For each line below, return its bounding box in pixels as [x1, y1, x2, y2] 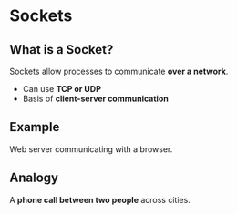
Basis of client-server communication [22, 93, 169, 104]
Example [9, 119, 60, 135]
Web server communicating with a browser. [9, 143, 173, 155]
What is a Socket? [9, 42, 114, 57]
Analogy [9, 170, 59, 186]
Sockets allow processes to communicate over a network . [9, 66, 229, 76]
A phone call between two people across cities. [9, 194, 191, 205]
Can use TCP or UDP [22, 84, 102, 94]
